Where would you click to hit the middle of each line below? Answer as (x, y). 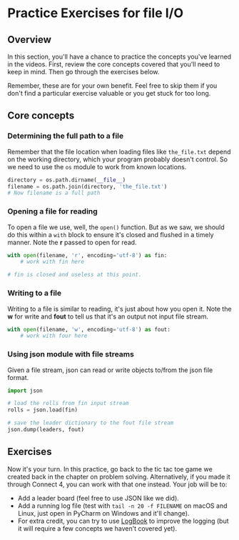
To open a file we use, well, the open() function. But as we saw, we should (116, 227)
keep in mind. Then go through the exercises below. (83, 72)
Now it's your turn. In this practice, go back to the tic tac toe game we (110, 469)
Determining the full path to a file (65, 136)
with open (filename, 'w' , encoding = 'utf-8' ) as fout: (89, 329)
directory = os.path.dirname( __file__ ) (67, 180)
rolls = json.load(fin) (43, 410)
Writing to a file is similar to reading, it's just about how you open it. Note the (119, 309)
